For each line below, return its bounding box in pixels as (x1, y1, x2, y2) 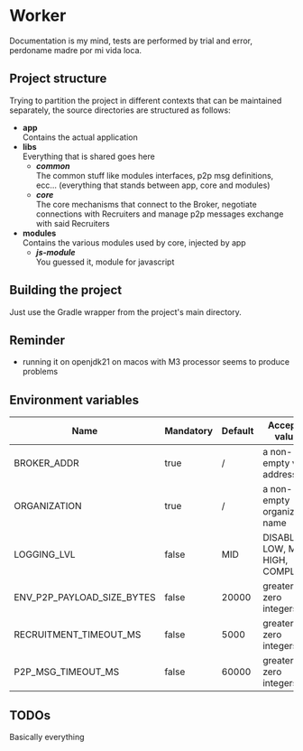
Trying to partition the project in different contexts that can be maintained (9, 95, 282, 106)
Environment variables (9, 392, 140, 407)
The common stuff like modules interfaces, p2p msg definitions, (35, 170, 274, 181)
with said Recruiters (35, 218, 110, 228)
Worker (9, 5, 67, 26)
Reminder (9, 332, 66, 348)
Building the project (9, 283, 123, 298)
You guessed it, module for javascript (35, 256, 175, 267)
